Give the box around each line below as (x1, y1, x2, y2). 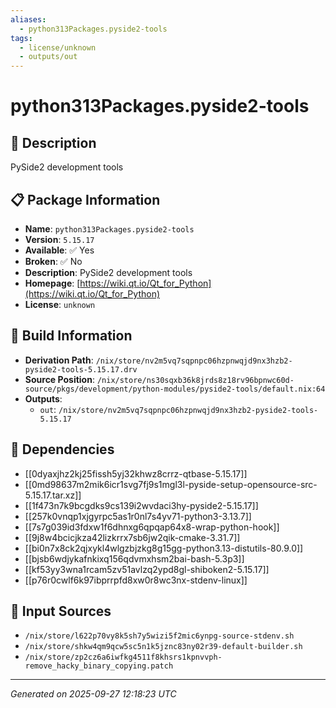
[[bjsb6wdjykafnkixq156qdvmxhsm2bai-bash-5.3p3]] (24, 552, 245, 565)
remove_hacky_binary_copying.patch (24, 661, 174, 671)
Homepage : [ (24, 277, 81, 289)
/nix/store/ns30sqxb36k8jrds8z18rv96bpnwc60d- (96, 375, 295, 385)
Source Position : (24, 373, 95, 385)
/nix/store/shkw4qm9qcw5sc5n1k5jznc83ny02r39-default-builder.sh (24, 642, 303, 652)
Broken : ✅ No (24, 255, 83, 267)
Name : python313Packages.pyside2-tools (24, 222, 195, 235)
